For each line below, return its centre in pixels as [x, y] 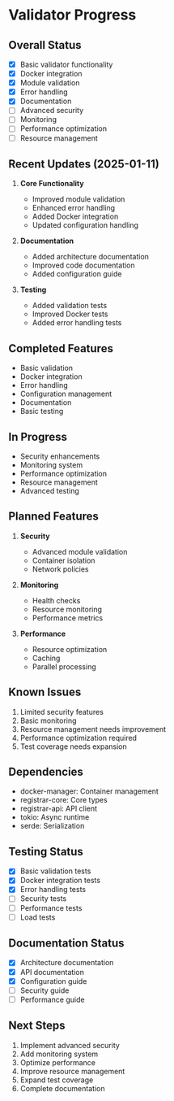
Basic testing [42, 411]
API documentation [52, 972]
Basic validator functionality [66, 64]
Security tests [43, 899]
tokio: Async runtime [55, 817]
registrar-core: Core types [64, 800]
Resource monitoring [67, 609]
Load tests [38, 917]
